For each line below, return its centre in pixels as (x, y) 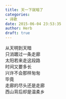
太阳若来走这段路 (23, 60)
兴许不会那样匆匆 (23, 73)
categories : (17, 14)
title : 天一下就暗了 (24, 10)
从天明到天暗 (18, 48)
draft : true (17, 33)
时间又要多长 (18, 66)
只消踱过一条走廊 (23, 54)
